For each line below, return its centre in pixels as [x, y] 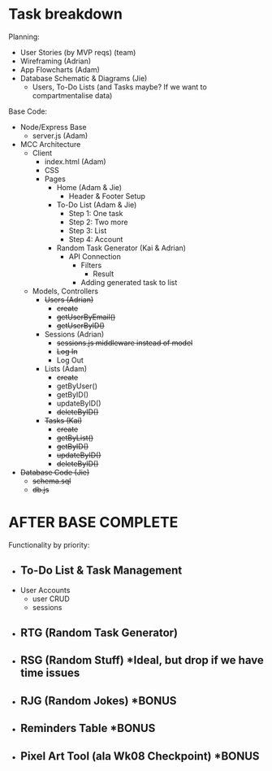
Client [42, 153]
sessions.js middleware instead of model [125, 343]
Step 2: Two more [98, 222]
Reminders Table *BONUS [88, 728]
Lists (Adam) [66, 368]
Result [104, 274]
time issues [50, 673]
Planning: [24, 37]
